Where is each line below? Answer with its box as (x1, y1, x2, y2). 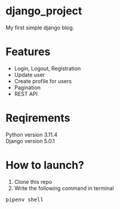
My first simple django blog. (5, 24, 75, 31)
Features (5, 45, 51, 59)
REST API (14, 90, 38, 97)
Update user (14, 71, 45, 78)
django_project (5, 4, 82, 18)
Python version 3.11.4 (5, 131, 58, 138)
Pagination (14, 84, 41, 91)
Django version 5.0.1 (5, 137, 55, 144)
